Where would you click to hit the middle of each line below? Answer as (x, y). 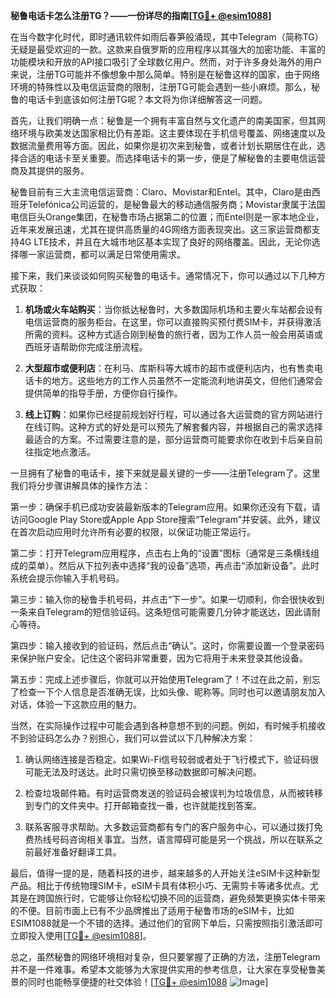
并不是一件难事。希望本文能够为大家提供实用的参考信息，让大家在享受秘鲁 (163, 969)
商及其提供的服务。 (50, 170)
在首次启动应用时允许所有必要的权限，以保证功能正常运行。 (133, 532)
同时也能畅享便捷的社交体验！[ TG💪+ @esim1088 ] (148, 982)
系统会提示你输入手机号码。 (67, 578)
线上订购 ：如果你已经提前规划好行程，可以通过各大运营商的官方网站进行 (173, 414)
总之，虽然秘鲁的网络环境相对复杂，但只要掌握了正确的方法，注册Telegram (165, 957)
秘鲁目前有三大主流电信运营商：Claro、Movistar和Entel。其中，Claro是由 (161, 192)
